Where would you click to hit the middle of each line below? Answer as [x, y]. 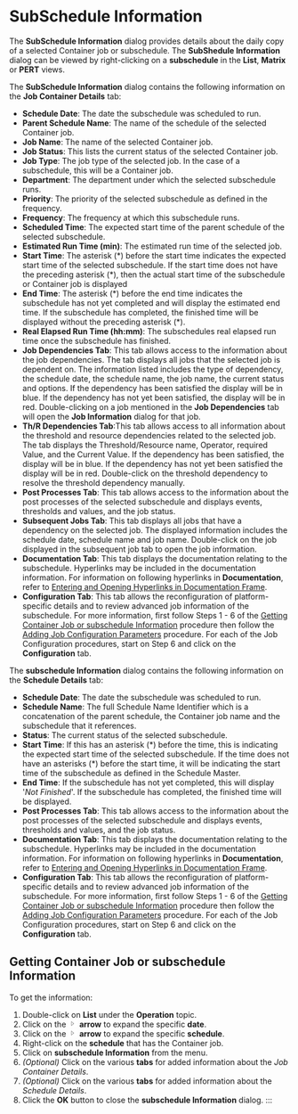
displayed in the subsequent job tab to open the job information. [139, 549]
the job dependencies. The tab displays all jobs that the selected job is [151, 359]
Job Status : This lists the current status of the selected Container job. [150, 151]
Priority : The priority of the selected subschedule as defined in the [145, 199]
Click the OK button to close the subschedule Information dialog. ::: [147, 1100]
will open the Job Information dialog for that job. [112, 416]
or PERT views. [37, 70]
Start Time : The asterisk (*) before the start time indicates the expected [154, 255]
